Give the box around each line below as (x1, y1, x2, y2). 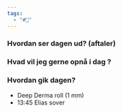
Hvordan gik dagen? (7, 76, 76, 85)
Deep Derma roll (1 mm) (16, 91, 84, 99)
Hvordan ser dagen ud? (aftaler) (7, 39, 117, 48)
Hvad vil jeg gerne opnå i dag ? (7, 57, 112, 67)
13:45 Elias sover (16, 98, 65, 107)
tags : (7, 10, 23, 17)
